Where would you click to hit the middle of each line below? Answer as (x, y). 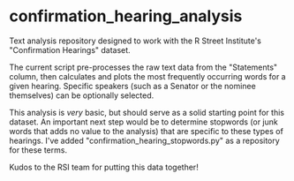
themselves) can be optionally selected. (82, 95)
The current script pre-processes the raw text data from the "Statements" (143, 67)
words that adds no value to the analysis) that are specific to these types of (147, 131)
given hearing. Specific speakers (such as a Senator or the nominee (132, 86)
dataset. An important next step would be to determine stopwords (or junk (143, 122)
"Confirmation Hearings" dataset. (70, 49)
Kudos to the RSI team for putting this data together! (104, 167)
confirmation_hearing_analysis (126, 16)
